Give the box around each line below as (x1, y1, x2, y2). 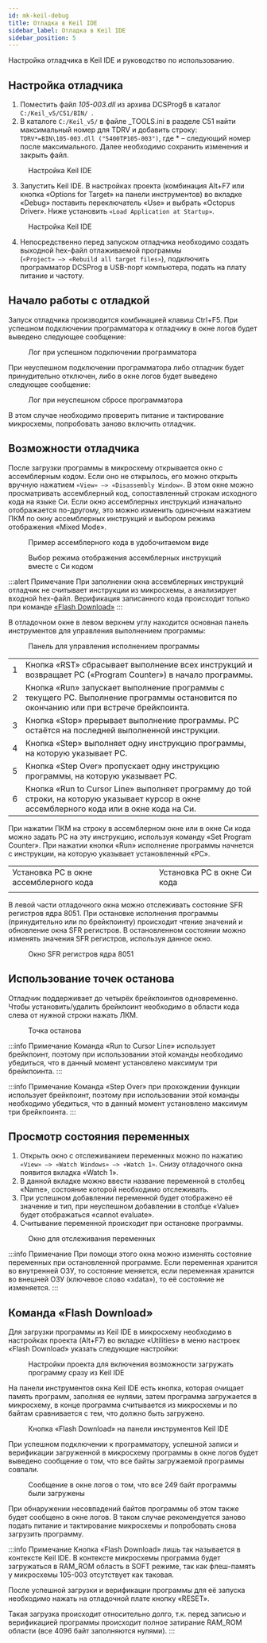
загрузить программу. (8, 1529, 84, 1539)
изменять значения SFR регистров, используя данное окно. (8, 934, 213, 943)
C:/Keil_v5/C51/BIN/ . (19, 108, 94, 118)
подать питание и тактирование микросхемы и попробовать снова (8, 1521, 237, 1530)
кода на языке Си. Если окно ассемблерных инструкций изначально (8, 497, 242, 506)
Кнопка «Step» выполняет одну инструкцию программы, (25, 737, 246, 748)
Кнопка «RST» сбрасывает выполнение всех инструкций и (25, 659, 253, 670)
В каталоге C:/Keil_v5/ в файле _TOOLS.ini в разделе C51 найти (19, 117, 236, 126)
